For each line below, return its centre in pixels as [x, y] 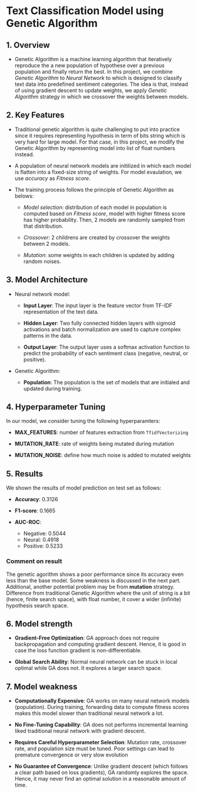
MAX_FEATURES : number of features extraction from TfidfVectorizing [101, 432]
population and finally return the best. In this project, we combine [94, 71]
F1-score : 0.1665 [35, 511]
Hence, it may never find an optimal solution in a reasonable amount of [100, 779]
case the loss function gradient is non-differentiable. [78, 651]
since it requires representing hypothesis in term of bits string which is [100, 135]
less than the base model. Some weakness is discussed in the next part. [94, 580]
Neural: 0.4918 [41, 540]
